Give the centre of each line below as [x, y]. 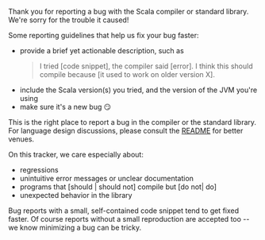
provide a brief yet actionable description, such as [102, 50]
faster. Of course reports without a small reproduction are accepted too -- [129, 219]
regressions [39, 170]
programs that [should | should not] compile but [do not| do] [118, 187]
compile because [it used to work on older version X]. [127, 74]
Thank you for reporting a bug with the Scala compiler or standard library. [129, 12]
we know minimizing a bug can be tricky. [75, 227]
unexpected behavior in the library [76, 195]
